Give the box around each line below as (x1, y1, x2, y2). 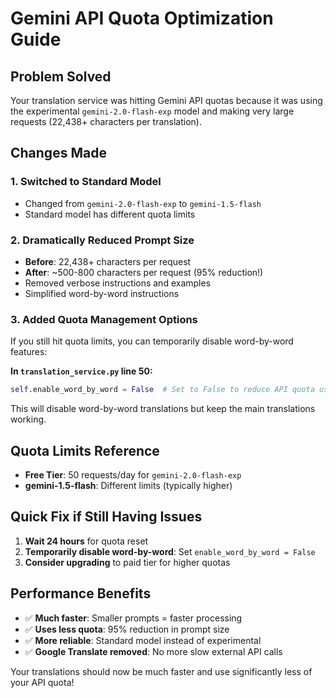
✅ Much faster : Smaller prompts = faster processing (24, 612, 243, 624)
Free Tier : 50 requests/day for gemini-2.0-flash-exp (24, 468, 242, 481)
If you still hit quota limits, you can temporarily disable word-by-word (10, 335, 294, 347)
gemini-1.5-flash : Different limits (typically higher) (24, 479, 233, 491)
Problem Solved (10, 68, 112, 85)
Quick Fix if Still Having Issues (10, 508, 203, 526)
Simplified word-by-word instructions (24, 287, 180, 299)
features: (10, 346, 48, 358)
